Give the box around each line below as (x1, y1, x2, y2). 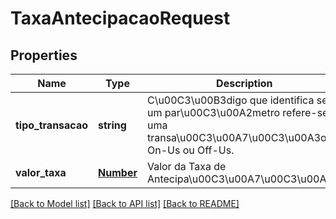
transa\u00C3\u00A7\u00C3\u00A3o (146, 131, 327, 144)
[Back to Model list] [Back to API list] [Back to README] (10, 198, 240, 209)
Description (216, 77, 273, 90)
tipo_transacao (15, 118, 89, 132)
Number (98, 166, 138, 179)
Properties (10, 47, 78, 64)
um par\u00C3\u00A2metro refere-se (146, 106, 329, 119)
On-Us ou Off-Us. (146, 143, 235, 157)
